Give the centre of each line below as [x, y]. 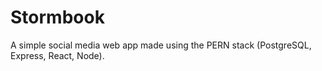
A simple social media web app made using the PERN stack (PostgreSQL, [161, 45]
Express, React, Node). [57, 55]
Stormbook [57, 17]
